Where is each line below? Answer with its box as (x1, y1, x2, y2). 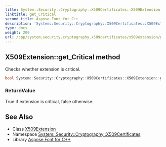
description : (5, 21, 32, 26)
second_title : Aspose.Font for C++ (5, 16, 79, 21)
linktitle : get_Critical (5, 12, 56, 17)
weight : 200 (5, 30, 30, 35)
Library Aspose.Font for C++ (12, 136, 71, 142)
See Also (5, 113, 33, 121)
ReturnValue (5, 87, 36, 94)
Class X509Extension (12, 126, 56, 132)
